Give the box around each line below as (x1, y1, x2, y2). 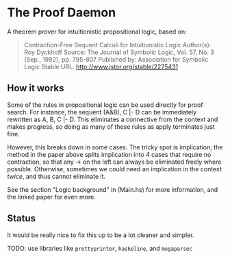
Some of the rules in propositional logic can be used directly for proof (7, 101, 203, 109)
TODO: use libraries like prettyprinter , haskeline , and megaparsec (7, 244, 193, 252)
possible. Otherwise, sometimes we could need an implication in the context (7, 164, 222, 173)
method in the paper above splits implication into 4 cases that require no (7, 150, 212, 158)
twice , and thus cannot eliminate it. (7, 172, 106, 180)
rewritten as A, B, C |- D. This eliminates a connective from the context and (7, 115, 218, 123)
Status (7, 212, 36, 224)
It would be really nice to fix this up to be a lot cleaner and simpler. (7, 231, 194, 239)
